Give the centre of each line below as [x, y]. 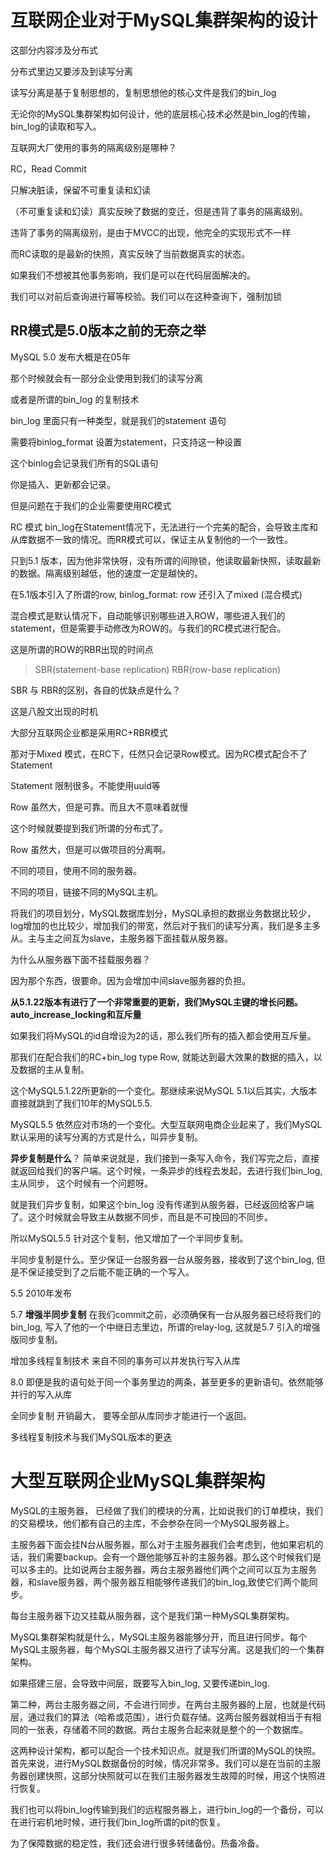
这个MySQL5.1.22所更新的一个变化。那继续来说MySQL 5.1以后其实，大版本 [164, 1090]
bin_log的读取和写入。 [56, 126]
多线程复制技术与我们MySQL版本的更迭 [91, 1437]
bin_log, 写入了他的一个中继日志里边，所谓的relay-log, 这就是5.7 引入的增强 [165, 1327]
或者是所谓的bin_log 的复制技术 [75, 399]
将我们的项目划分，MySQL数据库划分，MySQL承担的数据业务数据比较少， [163, 913]
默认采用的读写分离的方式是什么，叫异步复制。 [106, 1137]
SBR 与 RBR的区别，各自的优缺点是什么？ [96, 690]
